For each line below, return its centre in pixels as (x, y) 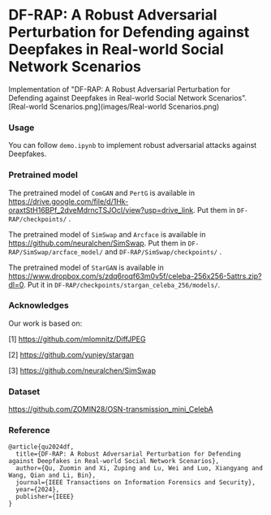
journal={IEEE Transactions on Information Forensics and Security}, (135, 483)
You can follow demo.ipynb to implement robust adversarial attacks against (133, 145)
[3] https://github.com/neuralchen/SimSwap (82, 370)
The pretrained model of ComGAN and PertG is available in (102, 193)
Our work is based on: (45, 323)
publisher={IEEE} (45, 497)
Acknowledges (39, 305)
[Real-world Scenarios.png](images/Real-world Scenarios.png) (114, 106)
